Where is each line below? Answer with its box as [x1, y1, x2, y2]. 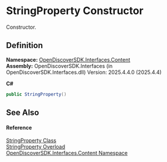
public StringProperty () [6, 91, 67, 97]
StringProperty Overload [6, 143, 66, 150]
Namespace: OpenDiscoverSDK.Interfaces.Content [6, 56, 131, 63]
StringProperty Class [6, 137, 57, 144]
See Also [6, 107, 39, 118]
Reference [6, 124, 32, 131]
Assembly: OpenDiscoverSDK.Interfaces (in [6, 62, 113, 69]
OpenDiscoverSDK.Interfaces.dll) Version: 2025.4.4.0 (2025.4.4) [6, 69, 162, 76]
